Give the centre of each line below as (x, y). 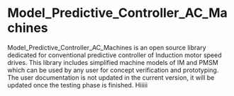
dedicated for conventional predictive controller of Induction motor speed (115, 55)
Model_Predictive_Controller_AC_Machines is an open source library (107, 47)
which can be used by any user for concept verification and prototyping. (113, 70)
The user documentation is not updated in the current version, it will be (111, 77)
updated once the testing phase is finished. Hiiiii (77, 85)
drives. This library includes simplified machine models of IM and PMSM (113, 62)
